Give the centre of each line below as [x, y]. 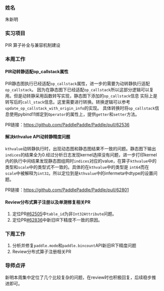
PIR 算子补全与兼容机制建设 [33, 45]
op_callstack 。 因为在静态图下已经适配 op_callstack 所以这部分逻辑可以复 [79, 89]
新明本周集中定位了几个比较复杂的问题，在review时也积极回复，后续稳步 [79, 277]
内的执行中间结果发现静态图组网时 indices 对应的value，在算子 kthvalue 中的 [81, 161]
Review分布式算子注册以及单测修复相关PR [48, 202]
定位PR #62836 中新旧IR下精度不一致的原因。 [57, 220]
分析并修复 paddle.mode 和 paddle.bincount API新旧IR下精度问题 [74, 246]
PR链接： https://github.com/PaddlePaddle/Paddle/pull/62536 [68, 124]
